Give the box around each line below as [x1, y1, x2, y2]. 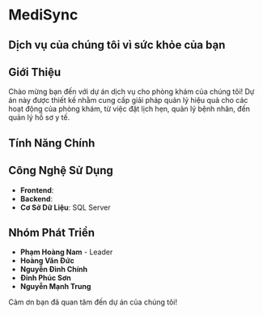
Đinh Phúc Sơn [19, 273, 71, 283]
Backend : [19, 194, 53, 203]
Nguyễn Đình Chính [19, 265, 88, 275]
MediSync [8, 6, 78, 24]
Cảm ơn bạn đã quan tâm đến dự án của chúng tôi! [8, 297, 178, 307]
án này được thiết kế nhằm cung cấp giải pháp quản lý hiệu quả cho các [8, 96, 248, 105]
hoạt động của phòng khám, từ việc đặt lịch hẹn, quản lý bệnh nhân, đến [8, 104, 251, 114]
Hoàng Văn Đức [19, 256, 74, 266]
